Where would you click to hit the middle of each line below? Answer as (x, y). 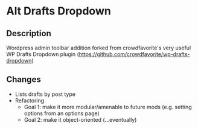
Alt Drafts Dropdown (59, 11)
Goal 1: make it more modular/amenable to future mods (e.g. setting (108, 107)
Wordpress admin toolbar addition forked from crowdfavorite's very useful (99, 48)
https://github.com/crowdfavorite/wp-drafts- (134, 54)
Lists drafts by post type (45, 94)
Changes (24, 80)
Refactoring (30, 100)
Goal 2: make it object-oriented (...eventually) (80, 119)
